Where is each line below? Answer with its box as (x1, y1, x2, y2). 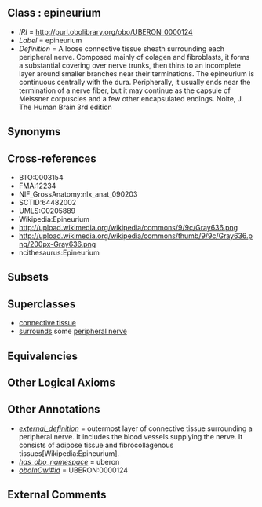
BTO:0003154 (18, 173, 64, 182)
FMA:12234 (18, 181, 56, 191)
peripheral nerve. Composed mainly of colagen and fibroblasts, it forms (18, 52, 250, 61)
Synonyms (7, 125, 61, 138)
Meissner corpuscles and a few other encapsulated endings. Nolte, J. (18, 94, 244, 103)
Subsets (7, 270, 49, 284)
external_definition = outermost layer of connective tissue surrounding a (18, 424, 253, 433)
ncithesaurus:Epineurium (18, 248, 100, 258)
